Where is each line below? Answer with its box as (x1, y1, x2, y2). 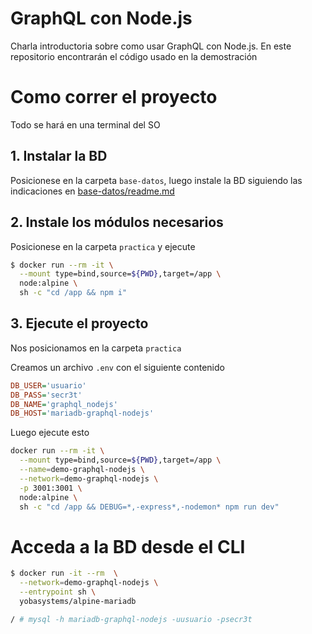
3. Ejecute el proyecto (10, 315, 149, 332)
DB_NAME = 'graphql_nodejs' (10, 399, 118, 409)
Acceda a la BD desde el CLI (10, 535, 246, 558)
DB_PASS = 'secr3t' (10, 390, 83, 400)
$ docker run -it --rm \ (10, 568, 118, 579)
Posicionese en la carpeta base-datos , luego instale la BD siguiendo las (10, 174, 303, 186)
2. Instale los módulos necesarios (10, 214, 224, 231)
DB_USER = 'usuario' (10, 380, 87, 391)
